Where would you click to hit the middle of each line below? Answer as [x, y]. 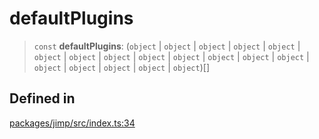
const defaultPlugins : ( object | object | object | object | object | [167, 46]
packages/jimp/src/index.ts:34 [72, 123]
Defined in [42, 98]
